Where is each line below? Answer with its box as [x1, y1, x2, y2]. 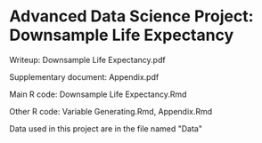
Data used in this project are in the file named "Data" [9, 123, 203, 134]
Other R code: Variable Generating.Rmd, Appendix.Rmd [9, 106, 213, 116]
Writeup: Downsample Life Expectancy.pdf [9, 54, 167, 65]
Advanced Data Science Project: [9, 6, 254, 27]
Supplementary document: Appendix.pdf [9, 71, 160, 82]
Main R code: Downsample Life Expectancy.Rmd [9, 89, 187, 99]
